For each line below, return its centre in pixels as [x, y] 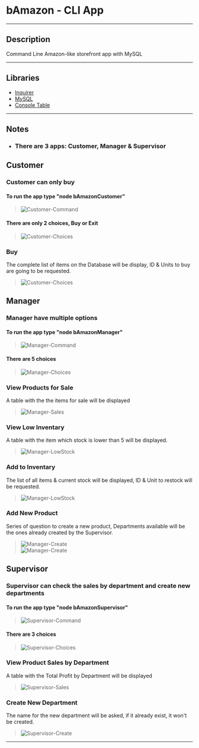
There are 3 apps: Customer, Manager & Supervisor [90, 146]
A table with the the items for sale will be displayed [68, 400]
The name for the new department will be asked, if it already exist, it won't [97, 715]
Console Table [32, 105]
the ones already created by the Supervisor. [60, 533]
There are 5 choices [31, 359]
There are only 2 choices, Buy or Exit [52, 223]
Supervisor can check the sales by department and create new [98, 586]
